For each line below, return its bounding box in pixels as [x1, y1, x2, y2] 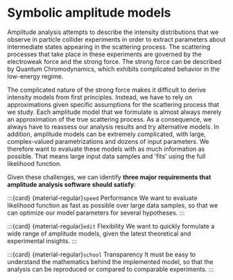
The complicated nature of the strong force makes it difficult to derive [7, 85, 207, 94]
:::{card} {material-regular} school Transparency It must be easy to [7, 250, 196, 258]
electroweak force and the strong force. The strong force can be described [7, 57, 222, 65]
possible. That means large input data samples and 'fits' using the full [7, 151, 206, 160]
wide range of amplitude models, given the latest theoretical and [7, 229, 191, 238]
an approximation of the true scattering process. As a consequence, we [7, 115, 212, 123]
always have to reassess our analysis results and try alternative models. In [7, 122, 220, 131]
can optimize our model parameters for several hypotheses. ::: [7, 208, 185, 217]
